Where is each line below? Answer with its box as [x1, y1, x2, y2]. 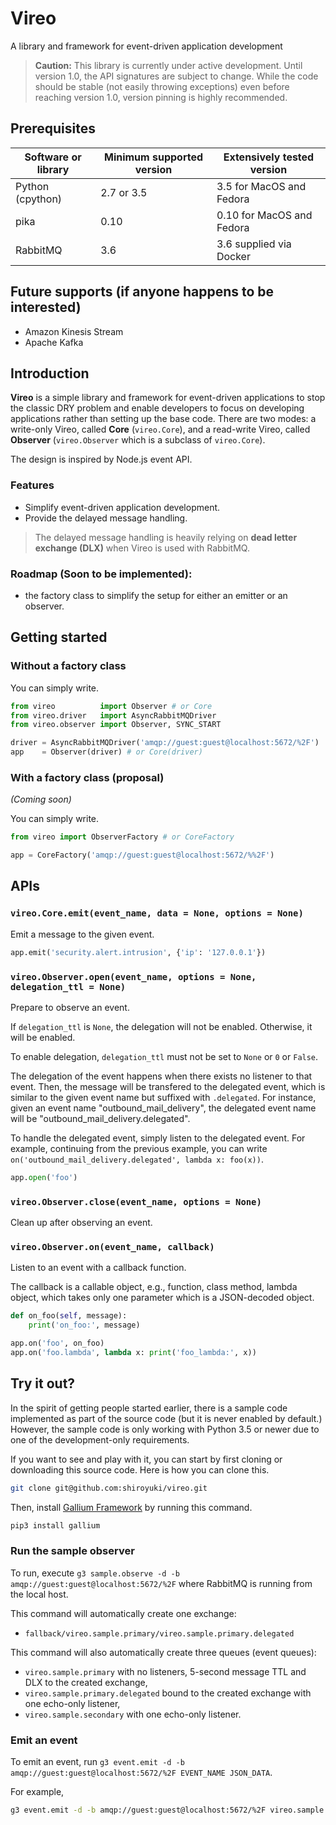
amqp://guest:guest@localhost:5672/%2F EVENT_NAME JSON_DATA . [10, 1767, 273, 1779]
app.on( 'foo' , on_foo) [10, 1338, 105, 1349]
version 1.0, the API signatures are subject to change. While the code [34, 70, 319, 82]
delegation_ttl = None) [10, 981, 127, 992]
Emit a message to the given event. [10, 928, 155, 940]
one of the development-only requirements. [10, 1433, 190, 1446]
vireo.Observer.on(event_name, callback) [10, 1242, 215, 1253]
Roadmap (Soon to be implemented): [10, 567, 193, 581]
